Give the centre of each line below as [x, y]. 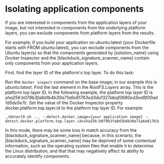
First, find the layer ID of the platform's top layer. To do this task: [70, 72]
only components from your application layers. [52, 63]
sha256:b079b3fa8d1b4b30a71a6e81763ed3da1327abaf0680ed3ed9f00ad [82, 97]
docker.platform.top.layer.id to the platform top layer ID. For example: [74, 108]
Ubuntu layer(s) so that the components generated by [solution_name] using [82, 53]
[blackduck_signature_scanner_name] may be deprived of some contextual [81, 141]
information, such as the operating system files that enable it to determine [79, 145]
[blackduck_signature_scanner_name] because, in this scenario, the [73, 135]
